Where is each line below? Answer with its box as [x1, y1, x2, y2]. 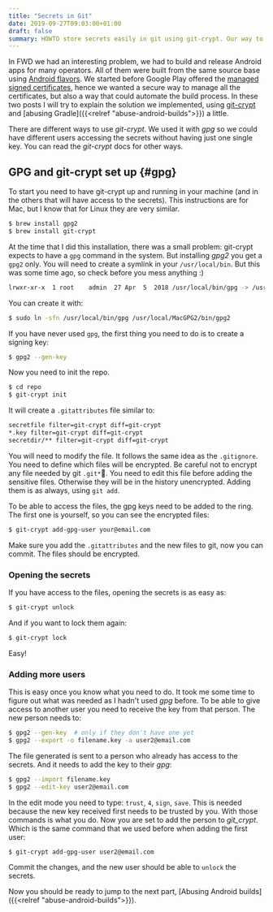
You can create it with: [8, 298, 84, 308]
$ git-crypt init [8, 391, 67, 399]
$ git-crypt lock [8, 633, 67, 642]
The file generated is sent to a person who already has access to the [8, 750, 238, 760]
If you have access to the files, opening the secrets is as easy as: [8, 587, 227, 597]
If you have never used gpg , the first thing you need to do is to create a [8, 328, 245, 338]
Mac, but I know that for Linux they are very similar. [8, 204, 180, 214]
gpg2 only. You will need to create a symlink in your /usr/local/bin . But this [8, 259, 261, 269]
